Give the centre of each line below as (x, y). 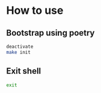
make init (19, 52)
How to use (35, 11)
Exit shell (24, 71)
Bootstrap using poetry (50, 33)
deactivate (20, 46)
